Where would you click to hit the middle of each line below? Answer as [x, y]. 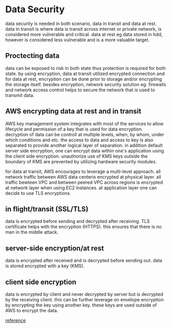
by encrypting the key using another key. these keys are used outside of [81, 305]
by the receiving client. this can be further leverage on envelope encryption [85, 300]
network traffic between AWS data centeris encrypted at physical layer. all [83, 176]
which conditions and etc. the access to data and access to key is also [79, 140]
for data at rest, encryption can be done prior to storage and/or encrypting [84, 79]
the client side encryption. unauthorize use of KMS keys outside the [77, 156]
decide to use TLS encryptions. [38, 193]
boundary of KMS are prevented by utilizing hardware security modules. [81, 161]
